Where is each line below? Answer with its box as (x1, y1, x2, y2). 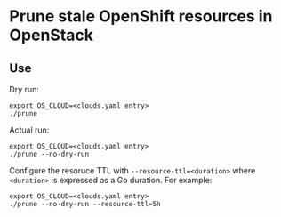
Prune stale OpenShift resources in (9, 6, 273, 27)
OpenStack (9, 25, 94, 45)
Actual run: (9, 125, 50, 135)
